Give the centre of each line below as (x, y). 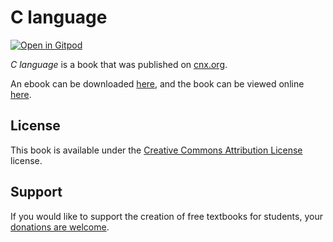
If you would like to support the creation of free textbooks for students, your (166, 216)
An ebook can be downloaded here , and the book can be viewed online (157, 83)
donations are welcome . (60, 227)
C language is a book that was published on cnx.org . (119, 64)
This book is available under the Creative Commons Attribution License (156, 150)
